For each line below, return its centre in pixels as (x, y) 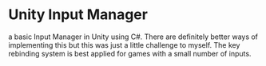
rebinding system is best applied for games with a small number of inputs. (130, 53)
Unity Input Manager (78, 15)
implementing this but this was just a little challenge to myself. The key (124, 45)
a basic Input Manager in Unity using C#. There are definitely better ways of (133, 37)
